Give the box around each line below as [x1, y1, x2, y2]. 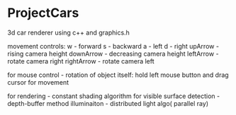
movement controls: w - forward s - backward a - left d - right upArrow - [7, 42, 220, 50]
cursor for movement [7, 78, 69, 86]
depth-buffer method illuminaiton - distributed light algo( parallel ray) [7, 99, 209, 107]
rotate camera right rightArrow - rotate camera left [7, 56, 154, 65]
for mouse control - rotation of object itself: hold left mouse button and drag [7, 71, 229, 79]
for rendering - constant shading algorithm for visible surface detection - [7, 92, 220, 100]
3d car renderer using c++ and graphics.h [7, 28, 130, 37]
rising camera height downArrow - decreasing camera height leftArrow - [7, 49, 219, 58]
